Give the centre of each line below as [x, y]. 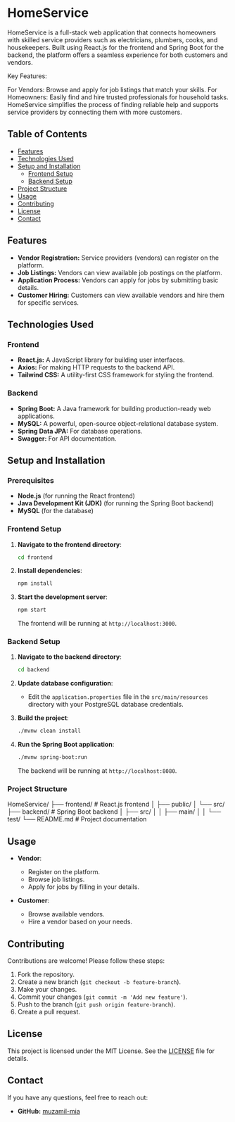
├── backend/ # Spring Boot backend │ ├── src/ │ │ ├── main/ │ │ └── [114, 812]
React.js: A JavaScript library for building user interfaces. [101, 360]
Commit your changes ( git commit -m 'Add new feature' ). [102, 997]
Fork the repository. [46, 974]
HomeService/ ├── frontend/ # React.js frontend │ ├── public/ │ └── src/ [116, 805]
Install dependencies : [50, 571]
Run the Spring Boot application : [66, 745]
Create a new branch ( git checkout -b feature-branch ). [99, 982]
